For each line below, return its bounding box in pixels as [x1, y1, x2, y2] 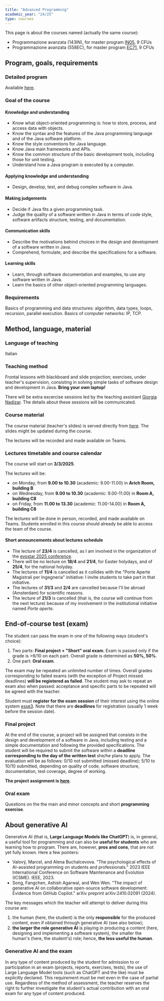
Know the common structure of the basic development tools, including [12, 151, 154, 157]
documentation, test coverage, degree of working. [5, 769, 107, 774]
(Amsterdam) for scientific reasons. [12, 590, 84, 596]
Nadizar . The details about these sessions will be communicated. [5, 399, 136, 405]
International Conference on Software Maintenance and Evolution [12, 869, 144, 875]
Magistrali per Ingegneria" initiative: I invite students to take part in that [12, 574, 155, 580]
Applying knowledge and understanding [5, 173, 89, 179]
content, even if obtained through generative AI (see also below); [12, 920, 143, 926]
